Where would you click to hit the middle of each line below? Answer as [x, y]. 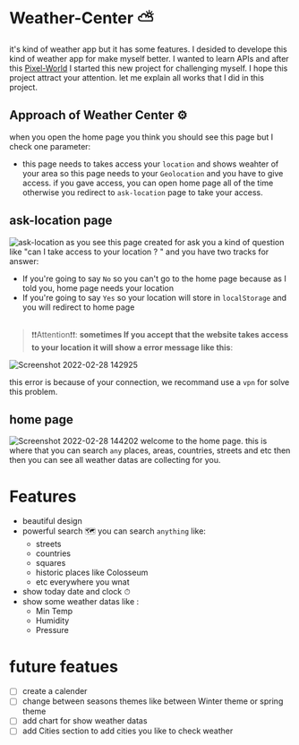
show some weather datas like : [81, 602]
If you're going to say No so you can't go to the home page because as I [154, 278]
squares [51, 563]
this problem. [34, 391]
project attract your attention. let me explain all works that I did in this [137, 77]
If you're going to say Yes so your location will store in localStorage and [154, 297]
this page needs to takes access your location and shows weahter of [150, 164]
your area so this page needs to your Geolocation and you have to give [153, 173]
